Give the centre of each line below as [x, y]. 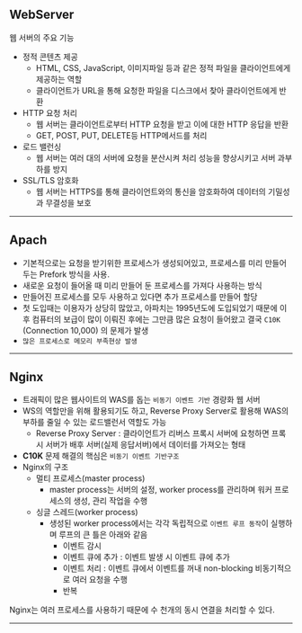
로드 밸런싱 [42, 147]
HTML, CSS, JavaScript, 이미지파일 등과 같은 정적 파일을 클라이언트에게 [163, 67]
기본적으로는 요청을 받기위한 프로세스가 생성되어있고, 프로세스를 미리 [142, 263]
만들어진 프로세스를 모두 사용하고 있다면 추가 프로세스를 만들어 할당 [140, 297]
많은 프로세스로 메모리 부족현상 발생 [80, 341]
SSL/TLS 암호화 [50, 180]
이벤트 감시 [82, 546]
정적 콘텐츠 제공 [50, 57]
